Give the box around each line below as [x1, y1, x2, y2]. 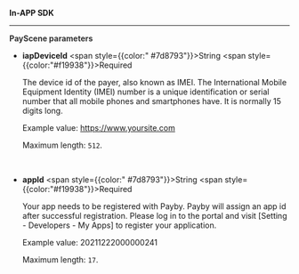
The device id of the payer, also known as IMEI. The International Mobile [21, 77, 287, 87]
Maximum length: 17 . [21, 254, 99, 265]
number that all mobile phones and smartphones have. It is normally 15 [21, 96, 282, 106]
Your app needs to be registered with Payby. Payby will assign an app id [21, 201, 287, 212]
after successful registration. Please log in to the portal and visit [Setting [21, 211, 287, 221]
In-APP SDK [9, 8, 54, 18]
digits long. [21, 106, 64, 116]
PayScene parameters [9, 33, 93, 44]
